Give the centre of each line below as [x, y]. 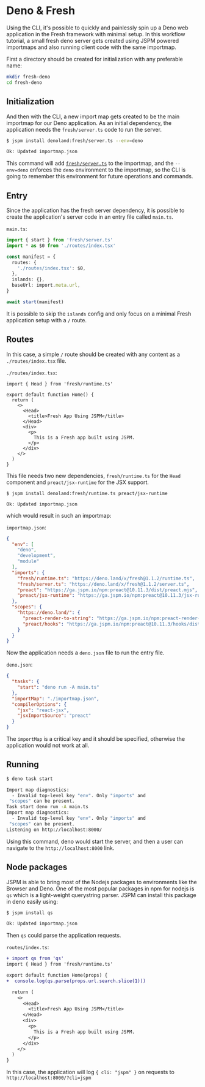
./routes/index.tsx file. [36, 361]
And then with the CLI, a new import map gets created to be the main [93, 116]
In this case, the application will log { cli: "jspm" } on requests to [91, 1072]
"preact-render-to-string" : [58, 618]
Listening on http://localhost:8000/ [54, 830]
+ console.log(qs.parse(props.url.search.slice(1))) [76, 981]
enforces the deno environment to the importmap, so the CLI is [108, 170]
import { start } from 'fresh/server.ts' [60, 240]
